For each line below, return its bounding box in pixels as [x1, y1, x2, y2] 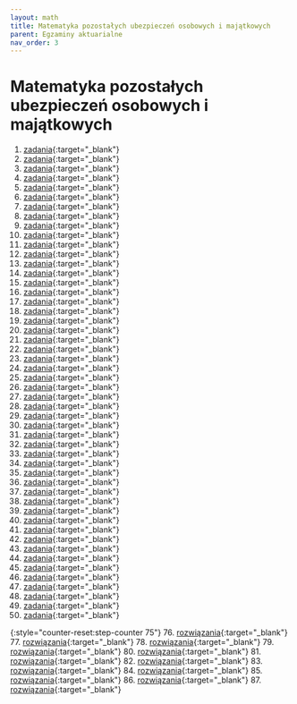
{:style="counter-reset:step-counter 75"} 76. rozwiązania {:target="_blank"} [10, 627, 289, 638]
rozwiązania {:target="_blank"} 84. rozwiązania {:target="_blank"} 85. [10, 666, 263, 676]
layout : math [10, 13, 59, 22]
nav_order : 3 [10, 38, 59, 47]
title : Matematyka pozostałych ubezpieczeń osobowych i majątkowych [10, 21, 271, 30]
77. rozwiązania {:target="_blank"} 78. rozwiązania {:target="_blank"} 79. [10, 637, 275, 648]
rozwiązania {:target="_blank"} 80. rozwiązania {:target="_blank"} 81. [10, 646, 262, 657]
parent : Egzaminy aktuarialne [10, 30, 123, 38]
